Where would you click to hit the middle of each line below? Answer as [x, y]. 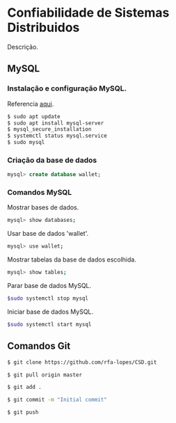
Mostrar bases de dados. [43, 207]
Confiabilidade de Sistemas [88, 13]
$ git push [23, 413]
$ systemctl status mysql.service [57, 136]
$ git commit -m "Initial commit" [57, 400]
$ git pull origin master [45, 375]
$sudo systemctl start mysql [49, 324]
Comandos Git [39, 346]
